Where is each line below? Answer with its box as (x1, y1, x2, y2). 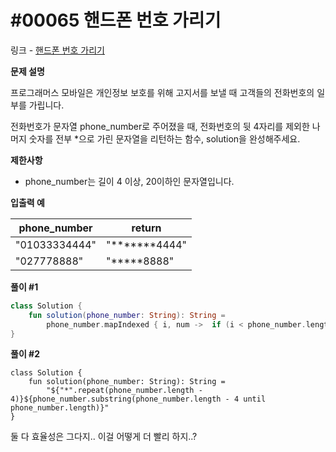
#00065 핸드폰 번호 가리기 (10, 9, 222, 32)
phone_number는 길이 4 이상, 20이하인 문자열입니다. (24, 175, 235, 187)
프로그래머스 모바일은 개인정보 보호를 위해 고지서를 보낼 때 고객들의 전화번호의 (10, 86, 315, 98)
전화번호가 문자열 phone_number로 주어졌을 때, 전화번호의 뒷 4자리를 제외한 (10, 120, 310, 132)
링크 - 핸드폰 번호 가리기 (10, 44, 105, 56)
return (131, 221, 162, 235)
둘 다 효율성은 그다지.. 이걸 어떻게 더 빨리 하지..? (10, 431, 198, 443)
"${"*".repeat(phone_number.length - (46, 386, 203, 396)
